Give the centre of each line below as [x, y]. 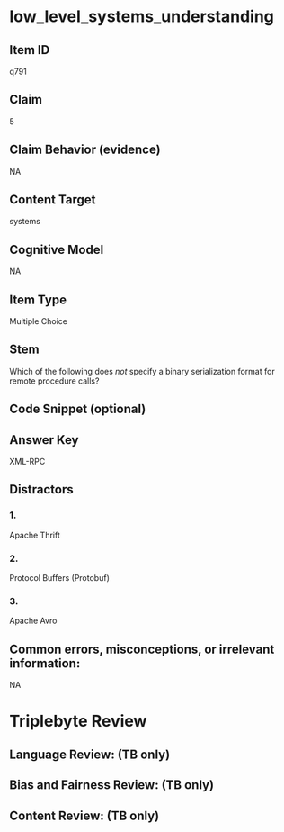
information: [45, 663]
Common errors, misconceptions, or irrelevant [142, 649]
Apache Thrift [35, 535]
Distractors [41, 489]
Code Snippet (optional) [78, 409]
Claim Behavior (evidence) [85, 150]
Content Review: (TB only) [84, 815]
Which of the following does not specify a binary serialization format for [142, 371]
